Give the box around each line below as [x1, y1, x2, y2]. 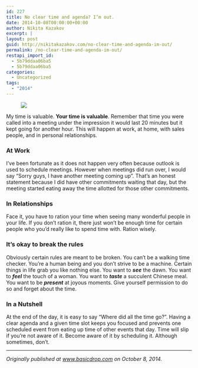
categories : [6, 69, 35, 75]
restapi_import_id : [6, 53, 54, 58]
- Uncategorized [11, 74, 51, 80]
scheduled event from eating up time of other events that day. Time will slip [6, 326, 189, 333]
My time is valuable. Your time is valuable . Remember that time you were [6, 113, 184, 120]
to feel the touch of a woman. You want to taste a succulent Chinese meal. [6, 272, 188, 279]
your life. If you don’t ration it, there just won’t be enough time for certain [6, 219, 183, 226]
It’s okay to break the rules [6, 240, 84, 249]
